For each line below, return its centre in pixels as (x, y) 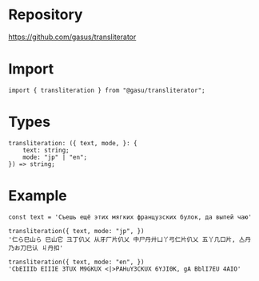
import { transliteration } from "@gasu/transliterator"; (107, 90)
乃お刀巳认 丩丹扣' (36, 248)
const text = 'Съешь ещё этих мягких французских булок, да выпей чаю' (130, 217)
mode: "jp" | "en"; (55, 157)
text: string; (46, 150)
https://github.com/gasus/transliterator (72, 37)
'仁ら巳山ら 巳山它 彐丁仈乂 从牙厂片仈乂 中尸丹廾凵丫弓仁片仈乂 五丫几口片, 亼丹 (130, 239)
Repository (46, 15)
